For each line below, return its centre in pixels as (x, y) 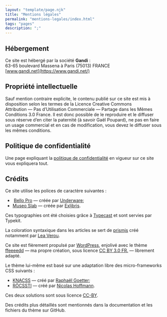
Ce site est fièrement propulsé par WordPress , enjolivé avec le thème (76, 245)
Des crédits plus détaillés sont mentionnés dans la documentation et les (79, 305)
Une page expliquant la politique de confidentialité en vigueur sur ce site (80, 158)
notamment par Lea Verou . (33, 236)
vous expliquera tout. (27, 163)
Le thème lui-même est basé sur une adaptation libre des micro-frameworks (83, 265)
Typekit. (13, 221)
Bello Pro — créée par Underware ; (49, 201)
